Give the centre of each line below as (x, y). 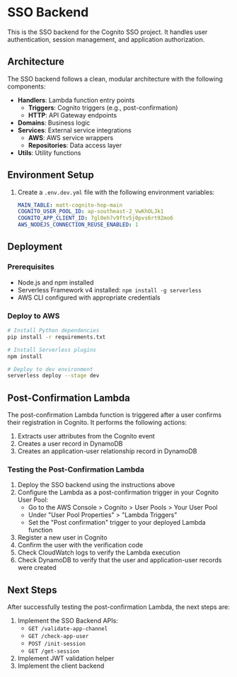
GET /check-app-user (58, 637)
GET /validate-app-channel (68, 629)
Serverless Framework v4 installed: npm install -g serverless (109, 290)
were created (37, 568)
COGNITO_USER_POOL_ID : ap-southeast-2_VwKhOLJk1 (91, 212)
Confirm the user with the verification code (80, 545)
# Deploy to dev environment (50, 369)
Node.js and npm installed (56, 282)
